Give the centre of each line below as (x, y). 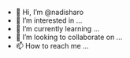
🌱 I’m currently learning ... (58, 29)
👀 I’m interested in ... (49, 20)
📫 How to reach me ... (52, 46)
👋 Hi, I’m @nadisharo (50, 12)
